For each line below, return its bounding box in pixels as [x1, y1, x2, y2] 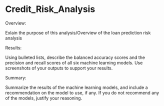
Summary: [5, 74, 26, 80]
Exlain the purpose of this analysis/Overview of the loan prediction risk [5, 29, 151, 35]
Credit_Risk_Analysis [5, 3, 95, 15]
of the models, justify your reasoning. [5, 95, 82, 101]
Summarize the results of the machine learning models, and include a [5, 84, 148, 90]
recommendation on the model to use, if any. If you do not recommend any [5, 89, 159, 95]
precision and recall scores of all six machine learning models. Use [5, 59, 143, 65]
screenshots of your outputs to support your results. [5, 65, 113, 71]
